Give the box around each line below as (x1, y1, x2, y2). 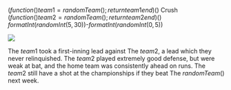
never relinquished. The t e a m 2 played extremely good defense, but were (8, 55, 215, 62)
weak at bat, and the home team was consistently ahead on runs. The (8, 62, 206, 70)
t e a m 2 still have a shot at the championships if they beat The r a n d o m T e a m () (8, 69, 225, 77)
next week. (8, 76, 39, 84)
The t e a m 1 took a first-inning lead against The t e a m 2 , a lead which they (8, 47, 212, 55)
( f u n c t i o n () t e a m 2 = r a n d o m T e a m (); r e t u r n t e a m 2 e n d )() (8, 13, 162, 21)
